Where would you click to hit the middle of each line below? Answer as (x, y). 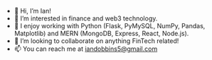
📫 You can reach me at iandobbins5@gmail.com (86, 49)
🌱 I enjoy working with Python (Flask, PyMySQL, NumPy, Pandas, (110, 26)
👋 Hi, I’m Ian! (32, 11)
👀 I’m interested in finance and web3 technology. (86, 18)
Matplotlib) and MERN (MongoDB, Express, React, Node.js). (101, 33)
